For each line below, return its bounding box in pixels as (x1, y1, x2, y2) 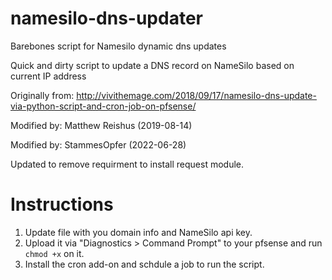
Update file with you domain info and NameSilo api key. (24, 226, 253, 238)
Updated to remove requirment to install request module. (10, 158, 245, 170)
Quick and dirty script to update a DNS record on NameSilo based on (10, 59, 295, 71)
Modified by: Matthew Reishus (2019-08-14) (10, 119, 193, 131)
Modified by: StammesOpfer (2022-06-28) (10, 138, 187, 151)
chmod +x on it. (24, 247, 85, 259)
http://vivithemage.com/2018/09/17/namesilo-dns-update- (76, 89, 317, 101)
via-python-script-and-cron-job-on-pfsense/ (10, 100, 197, 112)
